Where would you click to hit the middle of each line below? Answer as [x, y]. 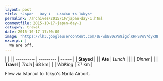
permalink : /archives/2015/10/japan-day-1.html [54, 18]
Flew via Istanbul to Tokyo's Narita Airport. [48, 73]
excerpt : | [16, 41]
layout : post [18, 9]
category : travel [23, 27]
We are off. [22, 45]
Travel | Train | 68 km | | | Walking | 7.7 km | [49, 64]
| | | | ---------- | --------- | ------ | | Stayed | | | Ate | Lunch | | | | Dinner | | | [81, 59]
